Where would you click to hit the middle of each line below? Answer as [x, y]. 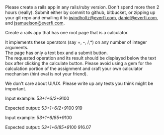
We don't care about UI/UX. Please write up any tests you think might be [79, 83]
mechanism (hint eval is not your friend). [46, 74]
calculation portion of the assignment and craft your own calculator [74, 68]
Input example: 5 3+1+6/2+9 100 [37, 98]
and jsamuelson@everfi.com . [35, 23]
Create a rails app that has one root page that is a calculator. [67, 33]
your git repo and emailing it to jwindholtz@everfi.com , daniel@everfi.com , [82, 18]
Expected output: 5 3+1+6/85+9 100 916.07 [48, 127]
